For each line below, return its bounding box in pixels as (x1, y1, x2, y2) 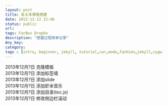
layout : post (5, 7, 32, 13)
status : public (5, 21, 37, 27)
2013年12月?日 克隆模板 (5, 64, 54, 70)
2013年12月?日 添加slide (5, 76, 55, 82)
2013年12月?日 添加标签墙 (5, 70, 58, 76)
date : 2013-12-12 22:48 (5, 17, 55, 22)
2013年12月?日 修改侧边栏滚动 (5, 95, 67, 101)
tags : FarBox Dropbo (5, 31, 48, 36)
